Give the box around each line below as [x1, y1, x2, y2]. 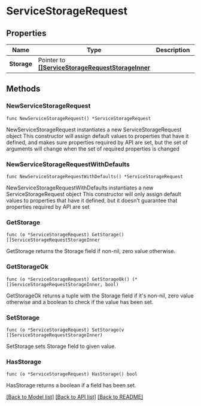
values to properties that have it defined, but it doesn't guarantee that [6, 197, 178, 204]
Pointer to [38, 56, 66, 64]
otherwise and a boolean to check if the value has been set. [6, 298, 154, 305]
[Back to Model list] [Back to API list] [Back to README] [6, 393, 144, 401]
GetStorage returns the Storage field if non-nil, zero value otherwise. [6, 248, 175, 255]
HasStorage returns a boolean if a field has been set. [6, 382, 136, 389]
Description [156, 46, 190, 54]
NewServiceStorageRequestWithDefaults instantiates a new [6, 184, 154, 191]
